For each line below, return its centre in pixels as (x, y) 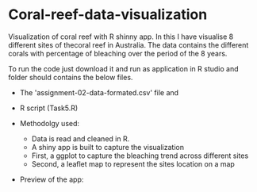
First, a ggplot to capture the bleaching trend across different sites (140, 156)
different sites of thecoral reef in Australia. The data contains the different (128, 44)
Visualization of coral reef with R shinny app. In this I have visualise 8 (121, 36)
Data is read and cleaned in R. (81, 138)
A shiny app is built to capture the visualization (108, 147)
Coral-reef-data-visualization (108, 15)
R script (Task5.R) (49, 108)
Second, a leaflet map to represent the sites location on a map (133, 163)
